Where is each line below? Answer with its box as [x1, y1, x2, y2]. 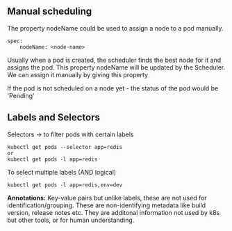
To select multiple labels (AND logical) [7, 168, 117, 176]
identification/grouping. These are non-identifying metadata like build [7, 201, 206, 209]
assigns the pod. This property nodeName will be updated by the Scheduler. [7, 63, 226, 72]
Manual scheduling [7, 6, 92, 17]
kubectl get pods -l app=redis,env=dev [7, 181, 123, 189]
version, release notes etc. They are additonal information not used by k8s [7, 208, 220, 216]
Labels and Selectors [7, 111, 101, 124]
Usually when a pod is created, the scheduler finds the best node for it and [7, 56, 222, 64]
